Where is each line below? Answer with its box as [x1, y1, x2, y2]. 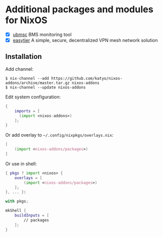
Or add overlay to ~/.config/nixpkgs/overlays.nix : [5, 132, 114, 138]
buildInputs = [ [14, 213, 50, 218]
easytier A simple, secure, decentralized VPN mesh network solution [12, 37, 158, 43]
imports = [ [14, 109, 40, 114]
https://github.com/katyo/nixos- [51, 76, 123, 81]
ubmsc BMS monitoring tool [12, 31, 72, 37]
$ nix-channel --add [5, 76, 50, 81]
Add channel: [5, 66, 34, 72]
